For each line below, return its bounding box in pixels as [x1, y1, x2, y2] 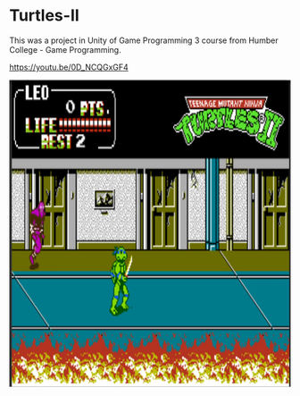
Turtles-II [9, 5, 80, 26]
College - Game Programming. [9, 44, 122, 55]
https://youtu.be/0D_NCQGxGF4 [9, 62, 129, 72]
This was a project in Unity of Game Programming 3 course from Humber [9, 35, 279, 46]
